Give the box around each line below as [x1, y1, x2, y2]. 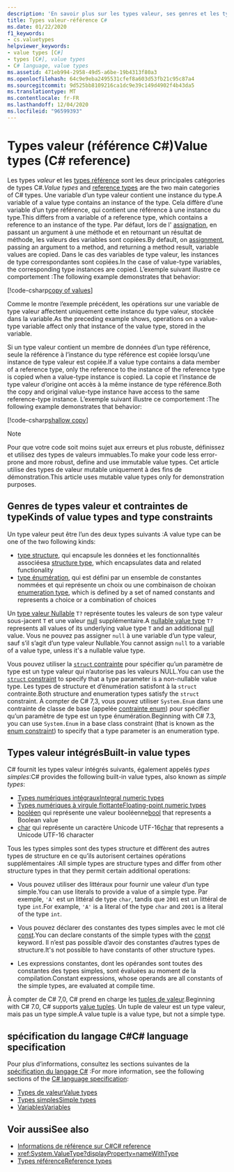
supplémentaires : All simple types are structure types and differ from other [7, 859, 221, 868]
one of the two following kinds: [7, 537, 96, 545]
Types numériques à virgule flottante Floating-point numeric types [17, 801, 207, 810]
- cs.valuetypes [7, 36, 54, 43]
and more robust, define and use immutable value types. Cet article [25, 457, 219, 466]
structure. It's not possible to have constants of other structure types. [17, 945, 216, 955]
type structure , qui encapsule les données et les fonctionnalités [17, 550, 200, 559]
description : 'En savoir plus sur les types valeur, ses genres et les [7, 10, 219, 17]
